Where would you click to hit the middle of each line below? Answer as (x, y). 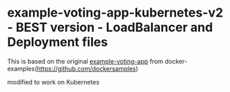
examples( (22, 68)
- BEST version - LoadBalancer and (110, 27)
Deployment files (58, 42)
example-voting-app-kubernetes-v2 (115, 13)
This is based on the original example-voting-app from (85, 61)
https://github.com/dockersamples (87, 68)
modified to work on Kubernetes (53, 82)
